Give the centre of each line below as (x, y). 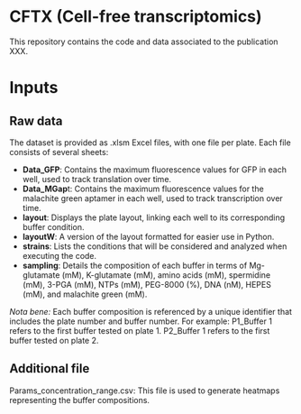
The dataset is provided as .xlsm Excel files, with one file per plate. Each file (150, 143)
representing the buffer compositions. (80, 400)
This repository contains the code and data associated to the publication (144, 41)
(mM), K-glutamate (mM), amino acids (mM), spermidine (166, 275)
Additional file (50, 368)
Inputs (34, 88)
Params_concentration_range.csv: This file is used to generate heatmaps (145, 391)
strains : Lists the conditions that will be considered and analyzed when (155, 246)
